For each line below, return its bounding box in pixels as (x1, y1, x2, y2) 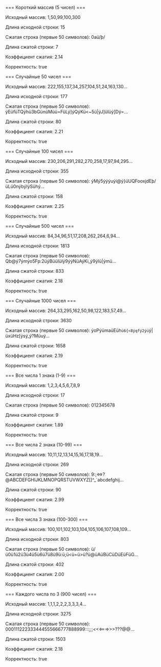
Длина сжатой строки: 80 (5, 118, 61, 125)
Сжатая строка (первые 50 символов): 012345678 (5, 402, 115, 408)
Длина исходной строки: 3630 (5, 318, 72, 323)
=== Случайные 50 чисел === (5, 74, 72, 80)
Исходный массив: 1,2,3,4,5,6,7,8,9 (5, 383, 80, 388)
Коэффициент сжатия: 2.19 (5, 352, 63, 359)
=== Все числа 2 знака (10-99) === (5, 442, 83, 447)
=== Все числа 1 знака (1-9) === (5, 372, 76, 378)
